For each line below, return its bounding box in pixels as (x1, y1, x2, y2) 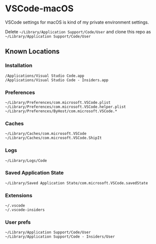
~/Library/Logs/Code (5, 158, 48, 163)
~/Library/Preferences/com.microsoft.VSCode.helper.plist (5, 104, 126, 109)
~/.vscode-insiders (5, 208, 45, 213)
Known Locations (5, 47, 60, 56)
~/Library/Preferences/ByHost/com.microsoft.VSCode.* (5, 109, 118, 114)
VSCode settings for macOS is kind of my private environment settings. (5, 19, 149, 25)
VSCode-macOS (5, 3, 74, 14)
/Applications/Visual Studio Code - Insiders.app (5, 77, 109, 83)
